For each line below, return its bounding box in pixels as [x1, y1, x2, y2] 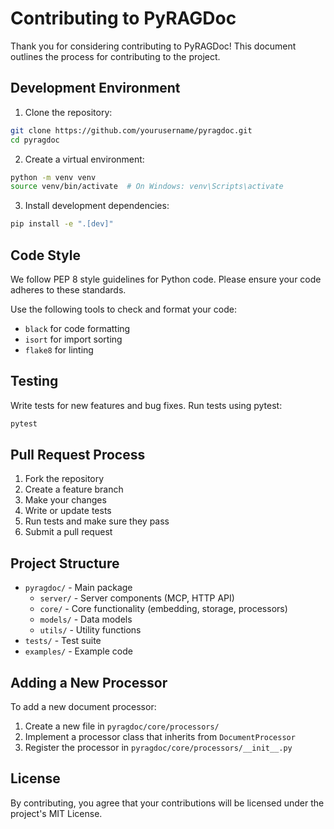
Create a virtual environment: [24, 153, 145, 165]
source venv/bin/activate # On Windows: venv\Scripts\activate [10, 182, 284, 192]
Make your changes [24, 494, 107, 506]
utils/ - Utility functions [39, 624, 142, 636]
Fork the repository [24, 473, 105, 485]
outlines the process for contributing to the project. [10, 50, 221, 62]
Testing [10, 373, 59, 390]
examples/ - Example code [24, 645, 133, 657]
